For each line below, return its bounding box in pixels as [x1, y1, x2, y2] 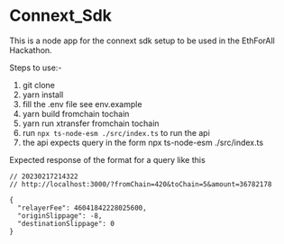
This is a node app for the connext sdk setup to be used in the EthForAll [9, 35, 275, 46]
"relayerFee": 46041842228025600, [17, 203, 147, 212]
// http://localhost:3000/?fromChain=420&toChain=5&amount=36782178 [9, 179, 272, 189]
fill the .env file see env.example [22, 98, 142, 109]
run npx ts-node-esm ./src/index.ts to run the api [22, 127, 210, 138]
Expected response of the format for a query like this [9, 154, 206, 165]
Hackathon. [9, 44, 52, 55]
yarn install [22, 89, 64, 100]
